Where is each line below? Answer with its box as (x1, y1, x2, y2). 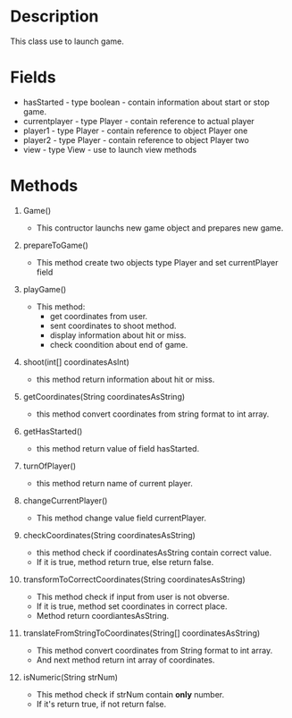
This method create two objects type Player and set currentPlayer (36, 257, 279, 267)
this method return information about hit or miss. (36, 374, 215, 384)
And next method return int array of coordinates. (36, 655, 215, 665)
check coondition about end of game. (49, 339, 188, 350)
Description (10, 6, 99, 27)
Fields (10, 67, 56, 88)
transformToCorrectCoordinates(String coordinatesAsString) (22, 574, 246, 585)
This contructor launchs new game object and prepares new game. (36, 222, 284, 233)
